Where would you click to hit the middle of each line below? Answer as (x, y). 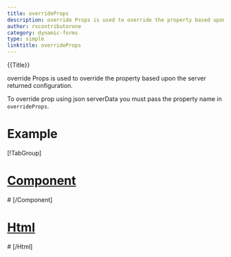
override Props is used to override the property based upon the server (107, 78)
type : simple (26, 39)
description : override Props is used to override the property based (109, 20)
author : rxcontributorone (44, 26)
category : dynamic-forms (43, 33)
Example (32, 134)
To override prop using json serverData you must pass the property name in (114, 99)
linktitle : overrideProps (44, 45)
